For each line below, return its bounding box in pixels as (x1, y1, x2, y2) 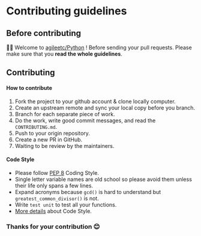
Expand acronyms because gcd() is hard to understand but (14, 188, 161, 195)
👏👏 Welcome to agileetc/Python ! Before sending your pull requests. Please (6, 44, 192, 51)
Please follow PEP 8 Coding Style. (14, 169, 99, 176)
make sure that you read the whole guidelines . (6, 50, 123, 58)
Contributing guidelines (6, 4, 127, 18)
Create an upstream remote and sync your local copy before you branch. (14, 104, 196, 111)
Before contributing (6, 28, 82, 38)
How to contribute (6, 84, 53, 91)
